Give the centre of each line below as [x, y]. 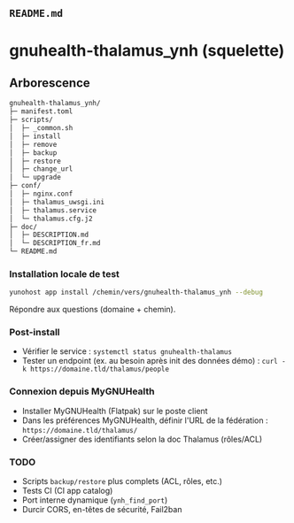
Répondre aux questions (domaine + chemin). [93, 310]
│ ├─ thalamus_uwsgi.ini [57, 202]
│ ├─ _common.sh [41, 128]
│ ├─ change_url [41, 169]
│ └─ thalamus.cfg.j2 [51, 219]
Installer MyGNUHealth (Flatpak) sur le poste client [115, 411]
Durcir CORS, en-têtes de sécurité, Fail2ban [102, 510]
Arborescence [50, 83]
